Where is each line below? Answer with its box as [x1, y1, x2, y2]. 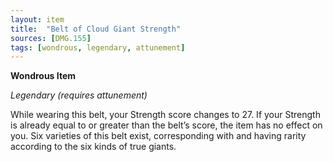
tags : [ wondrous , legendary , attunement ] [10, 42, 186, 53]
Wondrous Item [10, 70, 77, 82]
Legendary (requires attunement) [10, 89, 148, 101]
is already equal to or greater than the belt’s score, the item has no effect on [10, 119, 323, 131]
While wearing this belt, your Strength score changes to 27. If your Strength [10, 109, 321, 121]
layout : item [10, 14, 65, 25]
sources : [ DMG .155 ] [10, 33, 92, 43]
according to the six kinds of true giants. [10, 141, 177, 153]
